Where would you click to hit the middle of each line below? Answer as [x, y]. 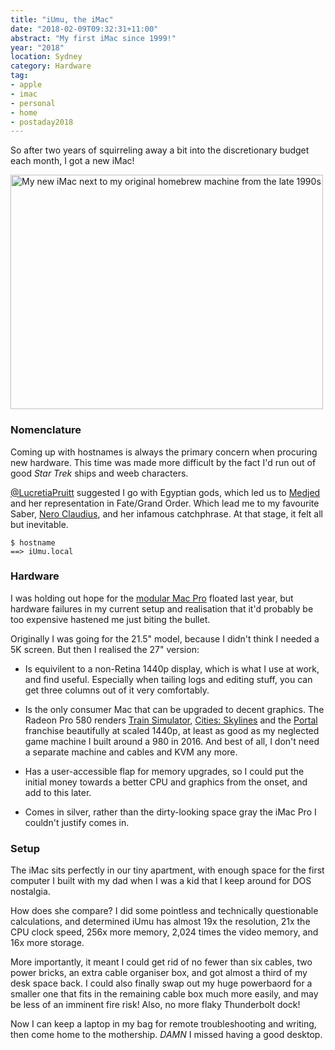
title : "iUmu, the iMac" [62, 19]
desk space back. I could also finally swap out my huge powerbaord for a [161, 983]
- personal [33, 103]
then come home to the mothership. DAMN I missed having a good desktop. [166, 1035]
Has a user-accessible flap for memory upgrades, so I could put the [164, 771]
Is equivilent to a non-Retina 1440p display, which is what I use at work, [172, 668]
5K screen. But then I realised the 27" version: [105, 649]
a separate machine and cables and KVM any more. [131, 752]
